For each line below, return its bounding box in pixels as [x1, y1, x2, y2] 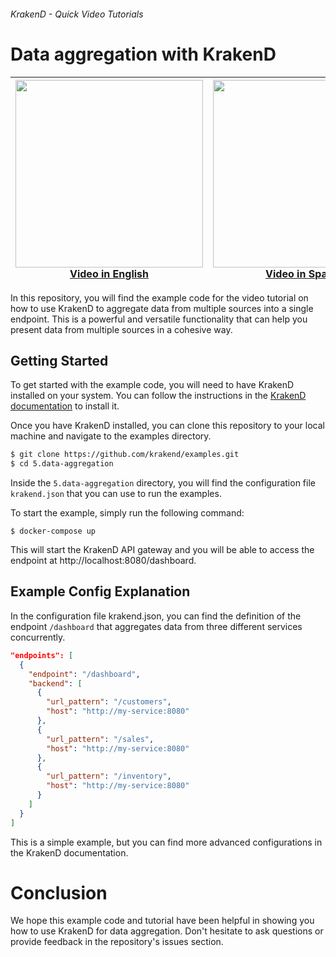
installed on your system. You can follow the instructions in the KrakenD [10, 390, 307, 402]
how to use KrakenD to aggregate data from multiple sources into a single [10, 302, 314, 314]
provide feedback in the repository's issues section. [10, 936, 224, 948]
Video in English [69, 266, 149, 280]
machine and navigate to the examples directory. [10, 430, 212, 442]
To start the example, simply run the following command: [10, 507, 245, 519]
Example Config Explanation [10, 583, 191, 600]
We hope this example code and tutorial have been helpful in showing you [10, 915, 315, 927]
